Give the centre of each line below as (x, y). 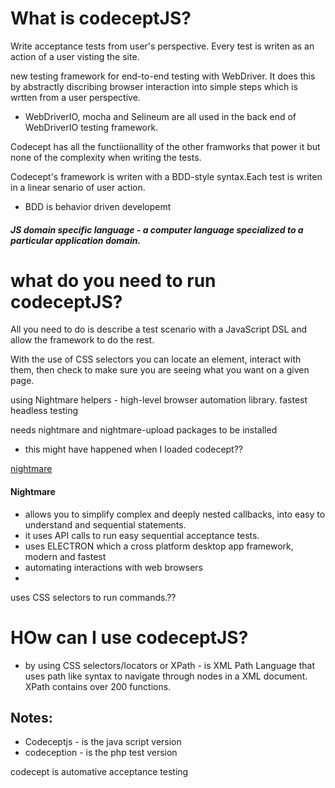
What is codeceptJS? (101, 18)
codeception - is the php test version (101, 753)
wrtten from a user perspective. (75, 97)
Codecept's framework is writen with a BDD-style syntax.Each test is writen (166, 176)
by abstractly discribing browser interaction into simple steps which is (154, 86)
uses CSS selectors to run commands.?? (93, 597)
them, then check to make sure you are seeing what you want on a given (160, 370)
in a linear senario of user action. (78, 187)
